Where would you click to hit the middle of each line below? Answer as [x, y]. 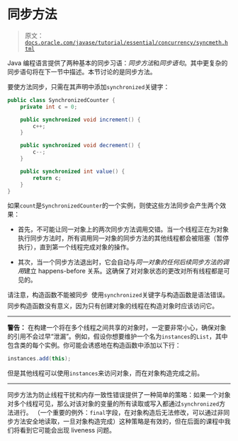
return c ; [47, 178]
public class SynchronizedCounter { [61, 100]
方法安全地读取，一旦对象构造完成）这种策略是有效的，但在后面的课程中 [119, 421]
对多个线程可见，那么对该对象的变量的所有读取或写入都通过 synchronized [113, 403]
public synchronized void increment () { [80, 120]
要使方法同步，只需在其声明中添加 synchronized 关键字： [89, 86]
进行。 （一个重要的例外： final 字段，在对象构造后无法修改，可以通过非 [118, 413]
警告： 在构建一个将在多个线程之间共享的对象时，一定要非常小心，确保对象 [117, 328]
